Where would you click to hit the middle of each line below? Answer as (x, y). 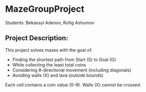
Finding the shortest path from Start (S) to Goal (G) (64, 60)
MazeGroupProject (45, 9)
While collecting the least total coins (49, 64)
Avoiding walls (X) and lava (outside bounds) (58, 75)
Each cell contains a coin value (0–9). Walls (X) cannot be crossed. (73, 85)
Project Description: (37, 38)
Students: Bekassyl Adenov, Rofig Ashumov (50, 23)
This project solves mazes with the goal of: (49, 50)
